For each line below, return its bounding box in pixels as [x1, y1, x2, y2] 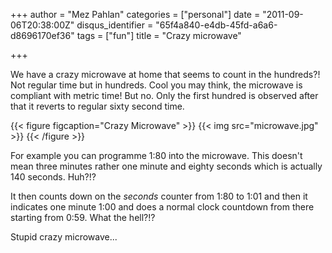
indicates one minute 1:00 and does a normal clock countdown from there [10, 201, 315, 213]
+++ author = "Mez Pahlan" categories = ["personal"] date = [10, 9, 261, 20]
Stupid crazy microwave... [10, 231, 118, 243]
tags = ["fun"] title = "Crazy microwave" [76, 30, 242, 41]
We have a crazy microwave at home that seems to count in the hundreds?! [10, 69, 321, 80]
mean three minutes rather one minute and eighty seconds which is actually [10, 160, 323, 172]
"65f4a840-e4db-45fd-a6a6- [155, 19, 278, 31]
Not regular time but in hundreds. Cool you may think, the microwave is [10, 79, 303, 91]
